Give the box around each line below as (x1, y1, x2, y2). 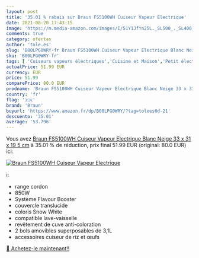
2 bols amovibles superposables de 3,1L (14, 227, 113, 234)
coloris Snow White (14, 208, 62, 215)
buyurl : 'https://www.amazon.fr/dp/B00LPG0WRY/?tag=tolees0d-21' (6, 108, 171, 114)
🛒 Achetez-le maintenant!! (6, 245, 70, 252)
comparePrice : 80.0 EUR (6, 81, 65, 87)
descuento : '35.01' (6, 113, 54, 119)
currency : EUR (6, 69, 41, 75)
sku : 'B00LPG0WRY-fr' (6, 53, 60, 59)
